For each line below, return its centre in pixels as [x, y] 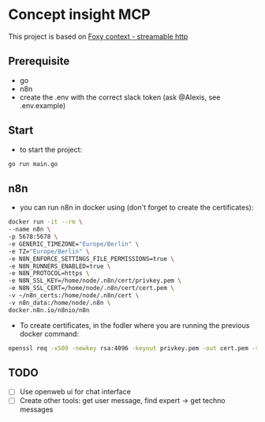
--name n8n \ [30, 230]
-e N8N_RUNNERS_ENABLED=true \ [60, 266]
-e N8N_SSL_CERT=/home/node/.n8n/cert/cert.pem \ [91, 288]
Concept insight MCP [80, 15]
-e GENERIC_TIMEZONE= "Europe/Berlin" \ [74, 244]
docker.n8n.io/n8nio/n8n [49, 310]
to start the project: [51, 149]
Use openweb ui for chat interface [75, 392]
